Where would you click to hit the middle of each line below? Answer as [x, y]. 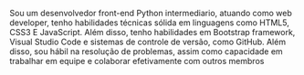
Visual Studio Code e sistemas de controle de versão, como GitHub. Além [147, 42]
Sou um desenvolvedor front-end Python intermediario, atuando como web [151, 13]
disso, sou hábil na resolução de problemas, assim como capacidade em [146, 52]
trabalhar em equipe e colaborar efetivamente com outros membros [137, 61]
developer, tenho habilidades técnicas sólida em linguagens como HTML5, [149, 23]
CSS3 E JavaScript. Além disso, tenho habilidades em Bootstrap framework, [152, 32]
